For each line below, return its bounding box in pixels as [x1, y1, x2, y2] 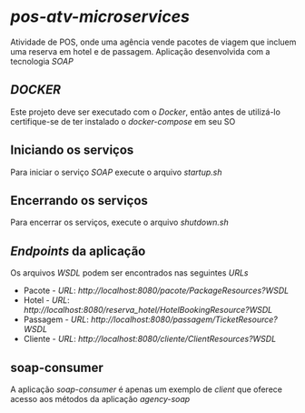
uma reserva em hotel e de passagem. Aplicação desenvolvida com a [10, 45, 271, 56]
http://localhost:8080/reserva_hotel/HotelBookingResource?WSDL [23, 305, 273, 316]
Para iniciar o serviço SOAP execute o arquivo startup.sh [10, 166, 222, 177]
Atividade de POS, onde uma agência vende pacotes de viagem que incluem [10, 36, 297, 47]
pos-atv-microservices [10, 6, 190, 27]
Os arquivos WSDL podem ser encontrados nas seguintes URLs [10, 267, 249, 278]
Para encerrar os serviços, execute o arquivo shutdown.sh [10, 217, 230, 228]
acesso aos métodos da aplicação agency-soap [10, 394, 191, 404]
